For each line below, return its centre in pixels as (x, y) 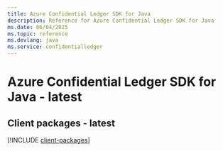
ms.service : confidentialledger (55, 47)
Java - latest (45, 97)
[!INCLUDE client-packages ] (49, 140)
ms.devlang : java (33, 40)
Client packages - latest (61, 123)
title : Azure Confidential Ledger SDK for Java (79, 14)
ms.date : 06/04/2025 (38, 27)
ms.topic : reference (38, 34)
